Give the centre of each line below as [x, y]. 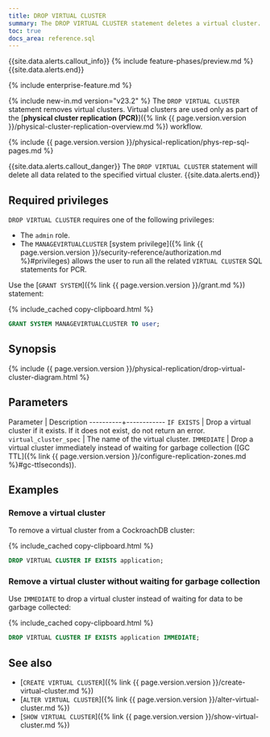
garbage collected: [39, 607]
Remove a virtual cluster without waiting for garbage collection [134, 582]
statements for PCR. [53, 270]
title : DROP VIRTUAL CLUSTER [57, 16]
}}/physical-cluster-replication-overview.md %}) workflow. [106, 126]
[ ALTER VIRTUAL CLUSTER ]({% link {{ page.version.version [113, 700]
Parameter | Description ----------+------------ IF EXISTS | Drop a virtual [130, 422]
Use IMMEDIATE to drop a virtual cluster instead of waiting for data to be [126, 599]
